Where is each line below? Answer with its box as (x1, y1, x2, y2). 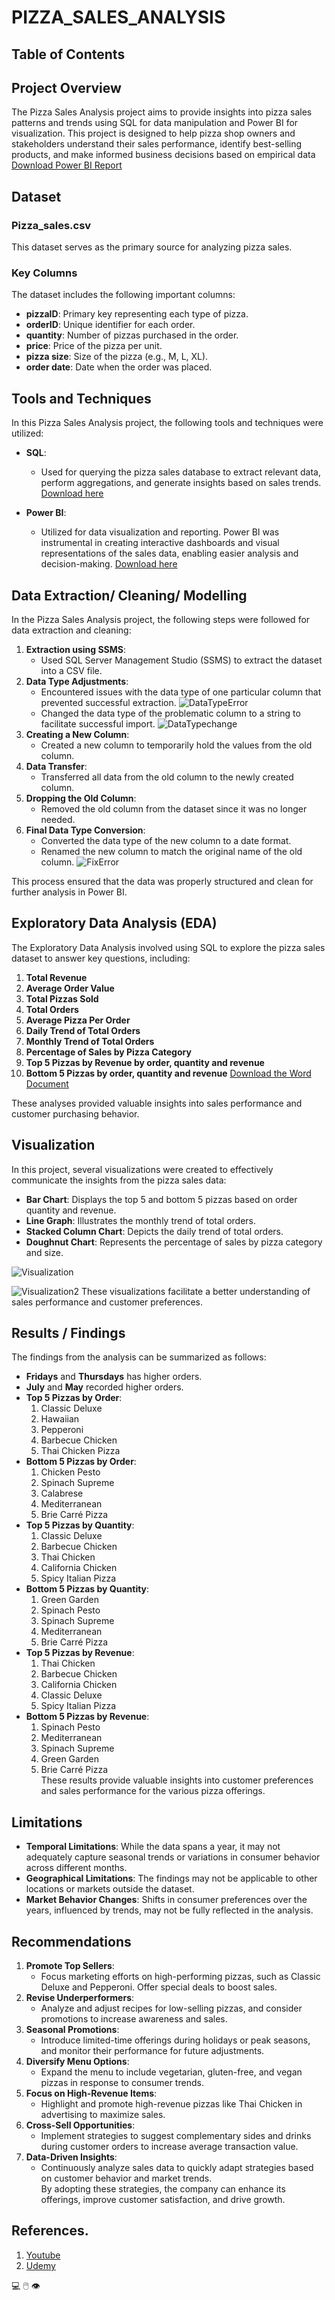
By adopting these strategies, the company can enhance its (40, 2183, 286, 2195)
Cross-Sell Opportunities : (25, 2119, 136, 2131)
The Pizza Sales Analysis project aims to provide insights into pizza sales (11, 106, 313, 118)
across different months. (25, 1862, 128, 1874)
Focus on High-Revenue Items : (25, 2087, 158, 2100)
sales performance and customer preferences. (11, 1296, 204, 1308)
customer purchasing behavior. (11, 1107, 140, 1120)
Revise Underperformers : (25, 1992, 135, 2004)
